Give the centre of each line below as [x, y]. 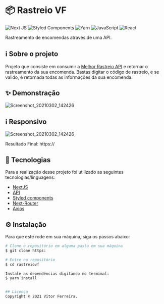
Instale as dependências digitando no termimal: [57, 274]
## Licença [17, 292]
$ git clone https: [26, 250]
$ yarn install [21, 278]
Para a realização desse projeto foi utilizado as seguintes [64, 172]
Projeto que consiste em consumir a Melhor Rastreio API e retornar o [76, 66]
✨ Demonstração [33, 93]
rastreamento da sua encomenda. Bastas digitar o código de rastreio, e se [82, 72]
